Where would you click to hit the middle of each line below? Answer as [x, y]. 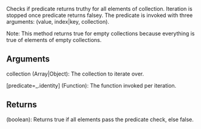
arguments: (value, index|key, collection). [58, 22]
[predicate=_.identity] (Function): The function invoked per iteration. [91, 85]
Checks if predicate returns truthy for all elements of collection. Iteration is [99, 9]
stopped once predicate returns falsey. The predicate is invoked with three [100, 15]
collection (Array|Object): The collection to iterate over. [75, 74]
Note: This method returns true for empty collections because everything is [101, 33]
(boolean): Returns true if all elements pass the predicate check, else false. [100, 119]
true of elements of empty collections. [54, 40]
